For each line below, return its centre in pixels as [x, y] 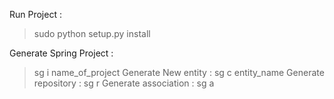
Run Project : [35, 14]
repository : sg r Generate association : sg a [124, 83]
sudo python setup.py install [92, 33]
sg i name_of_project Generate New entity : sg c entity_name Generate [179, 72]
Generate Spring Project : [61, 53]
